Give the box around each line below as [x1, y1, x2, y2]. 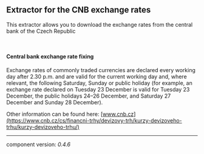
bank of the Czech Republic [6, 27, 76, 35]
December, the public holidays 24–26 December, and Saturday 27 [6, 92, 171, 99]
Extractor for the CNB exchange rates [6, 5, 151, 15]
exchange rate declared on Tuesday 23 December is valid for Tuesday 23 [6, 86, 190, 93]
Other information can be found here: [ [6, 110, 103, 118]
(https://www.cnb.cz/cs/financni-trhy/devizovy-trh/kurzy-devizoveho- [6, 117, 182, 124]
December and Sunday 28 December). [6, 99, 103, 106]
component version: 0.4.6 [6, 141, 71, 148]
